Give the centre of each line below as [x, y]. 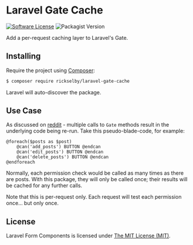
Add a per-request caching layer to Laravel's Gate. [67, 38]
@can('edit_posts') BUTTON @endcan [60, 152]
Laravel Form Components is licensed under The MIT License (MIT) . [89, 236]
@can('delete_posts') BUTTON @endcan [63, 157]
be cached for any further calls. [44, 186]
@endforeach [21, 162]
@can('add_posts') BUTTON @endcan [59, 147]
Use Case [24, 111]
